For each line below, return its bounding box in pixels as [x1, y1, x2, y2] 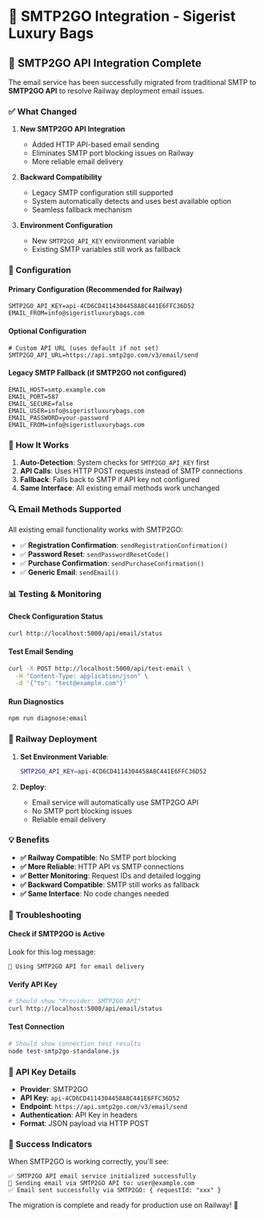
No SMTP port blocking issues [31, 806, 133, 815]
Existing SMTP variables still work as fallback [31, 245, 182, 254]
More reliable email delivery [31, 156, 124, 167]
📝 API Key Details [8, 1066, 77, 1078]
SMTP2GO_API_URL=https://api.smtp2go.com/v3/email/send [8, 351, 198, 359]
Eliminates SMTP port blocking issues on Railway [31, 148, 194, 158]
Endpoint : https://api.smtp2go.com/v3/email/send [19, 1102, 188, 1111]
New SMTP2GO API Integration [19, 124, 126, 134]
